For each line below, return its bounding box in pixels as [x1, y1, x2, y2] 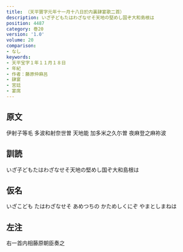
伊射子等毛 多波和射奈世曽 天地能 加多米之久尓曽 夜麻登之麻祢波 [6, 129, 167, 137]
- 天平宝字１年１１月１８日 [6, 60, 67, 66]
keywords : [6, 54, 32, 60]
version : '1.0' [6, 32, 45, 38]
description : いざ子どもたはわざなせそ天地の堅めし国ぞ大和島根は [6, 15, 155, 21]
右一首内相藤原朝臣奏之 [6, 239, 65, 247]
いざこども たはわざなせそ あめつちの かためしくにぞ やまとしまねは [6, 203, 177, 210]
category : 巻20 [6, 26, 44, 32]
